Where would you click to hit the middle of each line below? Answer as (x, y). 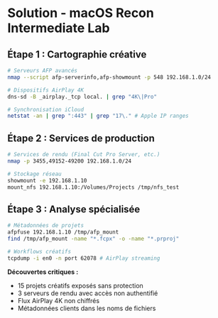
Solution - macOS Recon (81, 13)
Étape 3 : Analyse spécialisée (74, 209)
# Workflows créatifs (39, 251)
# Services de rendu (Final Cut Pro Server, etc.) (84, 155)
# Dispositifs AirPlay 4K (45, 90)
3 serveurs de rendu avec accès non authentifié (88, 293)
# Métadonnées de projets (45, 226)
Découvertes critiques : (43, 272)
